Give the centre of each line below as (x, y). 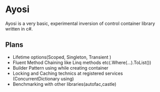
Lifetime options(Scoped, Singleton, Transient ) (62, 57)
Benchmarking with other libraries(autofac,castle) (65, 84)
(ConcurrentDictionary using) (43, 79)
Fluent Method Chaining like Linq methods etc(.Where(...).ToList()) (82, 63)
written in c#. (19, 28)
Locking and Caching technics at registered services (68, 73)
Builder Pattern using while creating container (60, 68)
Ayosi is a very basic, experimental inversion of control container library (80, 23)
